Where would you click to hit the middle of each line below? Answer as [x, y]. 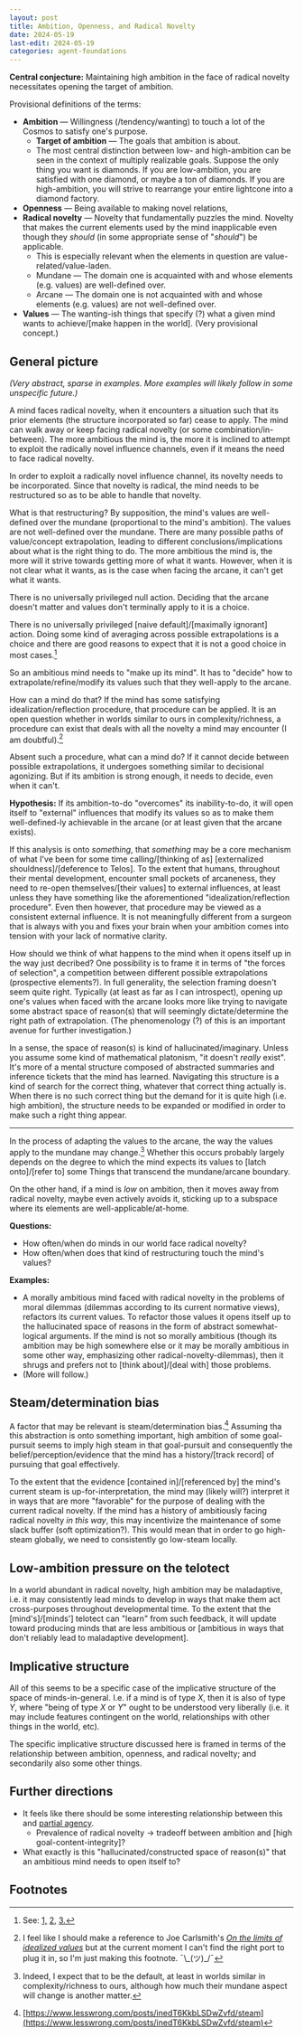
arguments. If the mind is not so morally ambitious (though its [163, 1335]
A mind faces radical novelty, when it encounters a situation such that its [144, 410]
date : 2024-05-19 [42, 34]
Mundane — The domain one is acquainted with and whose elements [164, 276]
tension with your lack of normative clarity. [88, 936]
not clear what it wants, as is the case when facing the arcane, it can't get [147, 570]
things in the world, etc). [55, 1726]
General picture [54, 361]
